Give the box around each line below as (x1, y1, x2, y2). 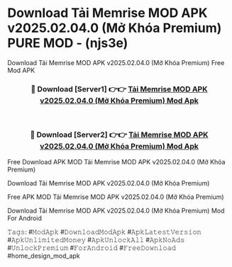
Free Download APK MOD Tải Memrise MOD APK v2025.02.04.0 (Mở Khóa (7, 157, 226, 166)
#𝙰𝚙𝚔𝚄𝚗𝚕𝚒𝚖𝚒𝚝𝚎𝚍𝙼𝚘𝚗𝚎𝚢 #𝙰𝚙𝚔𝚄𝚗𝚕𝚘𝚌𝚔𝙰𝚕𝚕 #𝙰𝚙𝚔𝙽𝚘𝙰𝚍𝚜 (7, 235, 185, 244)
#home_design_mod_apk (7, 251, 80, 260)
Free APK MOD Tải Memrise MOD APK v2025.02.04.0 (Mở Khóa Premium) (7, 193, 225, 201)
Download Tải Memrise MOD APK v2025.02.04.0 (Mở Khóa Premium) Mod (7, 206, 225, 215)
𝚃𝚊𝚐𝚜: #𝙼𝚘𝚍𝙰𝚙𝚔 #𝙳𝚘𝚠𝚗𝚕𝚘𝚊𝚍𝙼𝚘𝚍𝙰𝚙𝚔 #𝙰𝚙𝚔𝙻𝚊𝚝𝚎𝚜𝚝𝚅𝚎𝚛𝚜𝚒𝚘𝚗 (7, 227, 202, 236)
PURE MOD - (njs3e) (7, 35, 128, 51)
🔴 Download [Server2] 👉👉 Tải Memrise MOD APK (30, 130, 209, 140)
